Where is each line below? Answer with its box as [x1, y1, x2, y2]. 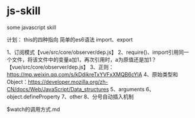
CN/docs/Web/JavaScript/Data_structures [6, 85, 109, 93]
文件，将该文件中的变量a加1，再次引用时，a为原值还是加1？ [11, 56, 157, 63]
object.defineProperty [6, 93, 61, 100]
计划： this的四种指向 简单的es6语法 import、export [6, 36, 133, 43]
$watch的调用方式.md [6, 106, 60, 113]
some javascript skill [6, 24, 57, 31]
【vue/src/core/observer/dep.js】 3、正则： [6, 63, 114, 71]
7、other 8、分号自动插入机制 [61, 93, 134, 100]
